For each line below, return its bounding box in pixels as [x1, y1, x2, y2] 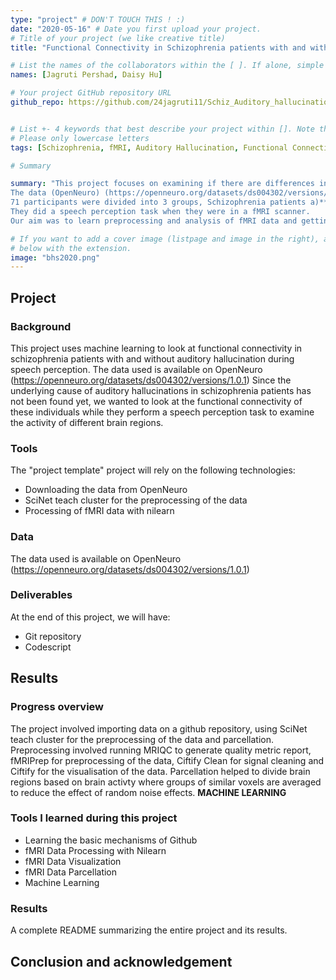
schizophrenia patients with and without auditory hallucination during [10, 352, 295, 365]
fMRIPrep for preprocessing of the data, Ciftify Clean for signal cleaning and [10, 754, 325, 766]
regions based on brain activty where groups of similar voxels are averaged [10, 776, 322, 788]
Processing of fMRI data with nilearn [24, 505, 175, 517]
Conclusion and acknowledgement [10, 953, 233, 970]
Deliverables [10, 588, 73, 602]
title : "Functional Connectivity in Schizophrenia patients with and [10, 42, 307, 53]
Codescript [24, 641, 72, 653]
